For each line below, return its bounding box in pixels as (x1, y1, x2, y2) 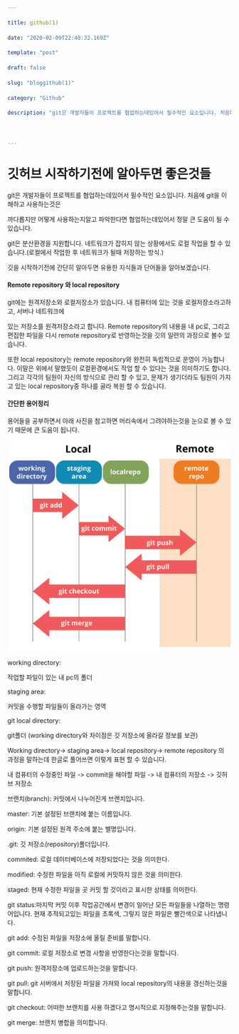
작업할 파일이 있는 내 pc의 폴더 (7, 673, 92, 681)
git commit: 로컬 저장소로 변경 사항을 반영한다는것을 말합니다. (7, 948, 179, 957)
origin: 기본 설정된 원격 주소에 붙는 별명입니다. (7, 824, 137, 833)
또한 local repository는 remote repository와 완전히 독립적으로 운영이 (7, 355, 201, 363)
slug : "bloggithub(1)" (7, 79, 75, 86)
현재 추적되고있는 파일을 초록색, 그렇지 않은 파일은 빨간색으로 (33, 909, 203, 918)
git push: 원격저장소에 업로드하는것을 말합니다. (7, 963, 137, 972)
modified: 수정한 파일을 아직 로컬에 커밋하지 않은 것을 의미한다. (7, 870, 183, 878)
